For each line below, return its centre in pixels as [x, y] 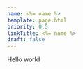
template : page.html [37, 20]
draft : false [26, 40]
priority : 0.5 [28, 26]
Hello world [24, 59]
